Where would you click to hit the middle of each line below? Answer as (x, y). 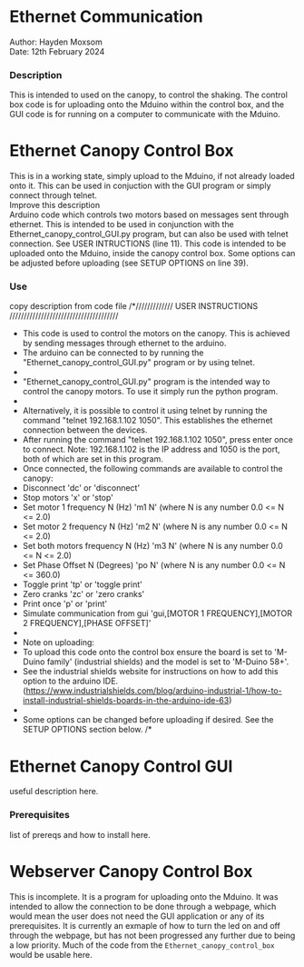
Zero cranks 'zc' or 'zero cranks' (83, 594)
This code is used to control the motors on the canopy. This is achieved (156, 334)
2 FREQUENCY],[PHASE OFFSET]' (87, 623)
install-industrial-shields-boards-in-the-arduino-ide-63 (126, 701)
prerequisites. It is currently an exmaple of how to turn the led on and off (145, 925)
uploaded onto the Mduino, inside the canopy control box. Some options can (152, 254)
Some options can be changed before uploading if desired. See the (148, 720)
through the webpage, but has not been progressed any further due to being (152, 935)
